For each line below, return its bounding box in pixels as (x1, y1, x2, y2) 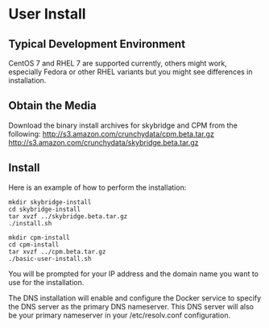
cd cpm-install (8, 240, 60, 249)
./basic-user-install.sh (8, 254, 92, 263)
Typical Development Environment (8, 37, 186, 51)
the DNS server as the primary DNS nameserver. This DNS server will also (8, 301, 254, 311)
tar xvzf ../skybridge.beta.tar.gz (8, 212, 128, 221)
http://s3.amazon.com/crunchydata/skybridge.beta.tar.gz (8, 137, 199, 147)
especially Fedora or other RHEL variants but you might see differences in (8, 67, 253, 77)
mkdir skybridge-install (8, 198, 92, 206)
